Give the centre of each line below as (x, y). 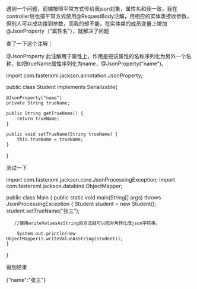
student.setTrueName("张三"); (43, 211)
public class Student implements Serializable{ (62, 87)
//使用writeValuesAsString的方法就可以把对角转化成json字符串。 (87, 223)
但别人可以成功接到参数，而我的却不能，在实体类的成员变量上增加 (87, 23)
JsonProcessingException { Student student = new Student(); (81, 204)
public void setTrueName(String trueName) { (62, 134)
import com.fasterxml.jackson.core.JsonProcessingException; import (91, 180)
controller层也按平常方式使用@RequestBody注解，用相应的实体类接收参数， (99, 16)
